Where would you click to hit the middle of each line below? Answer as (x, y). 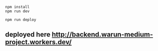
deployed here (28, 35)
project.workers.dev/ (39, 42)
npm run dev (17, 11)
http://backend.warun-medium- (102, 35)
